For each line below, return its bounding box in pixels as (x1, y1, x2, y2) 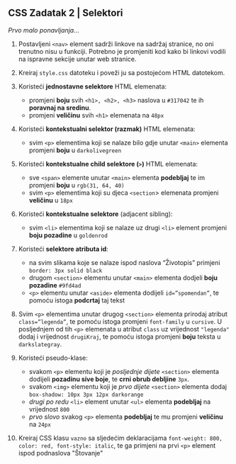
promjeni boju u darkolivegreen (28, 146, 122, 154)
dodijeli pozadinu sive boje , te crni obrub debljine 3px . (28, 375, 190, 383)
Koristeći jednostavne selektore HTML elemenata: (18, 82, 167, 91)
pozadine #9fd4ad (28, 281, 82, 289)
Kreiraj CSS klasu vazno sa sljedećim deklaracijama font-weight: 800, (18, 434, 223, 442)
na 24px (28, 419, 52, 429)
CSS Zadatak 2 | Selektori (8, 7, 123, 19)
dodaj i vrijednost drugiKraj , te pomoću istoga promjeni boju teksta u (18, 332, 221, 341)
